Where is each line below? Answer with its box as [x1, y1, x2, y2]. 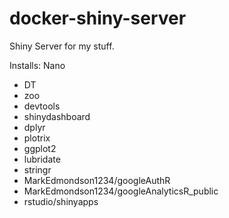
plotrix [23, 132, 51, 144]
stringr [23, 163, 52, 176]
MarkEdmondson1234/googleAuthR [23, 174, 171, 186]
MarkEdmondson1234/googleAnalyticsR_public [23, 185, 219, 197]
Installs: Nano [9, 59, 66, 71]
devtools [23, 100, 61, 112]
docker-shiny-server [9, 7, 187, 30]
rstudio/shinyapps [23, 195, 99, 207]
